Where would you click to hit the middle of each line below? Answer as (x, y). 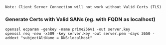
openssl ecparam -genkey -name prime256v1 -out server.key (68, 29)
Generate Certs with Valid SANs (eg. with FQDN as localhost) (80, 19)
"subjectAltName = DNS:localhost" (57, 38)
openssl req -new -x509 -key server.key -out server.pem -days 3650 (78, 34)
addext (12, 38)
